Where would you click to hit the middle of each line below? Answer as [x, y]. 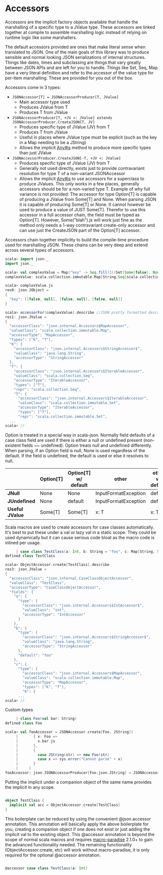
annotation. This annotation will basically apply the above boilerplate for [77, 824]
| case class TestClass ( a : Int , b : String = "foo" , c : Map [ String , [85, 551]
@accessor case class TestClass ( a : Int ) [47, 868]
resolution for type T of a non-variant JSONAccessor [72, 173]
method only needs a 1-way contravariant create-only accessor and [87, 225]
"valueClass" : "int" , [44, 610]
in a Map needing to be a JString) [53, 142]
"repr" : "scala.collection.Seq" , [48, 389]
